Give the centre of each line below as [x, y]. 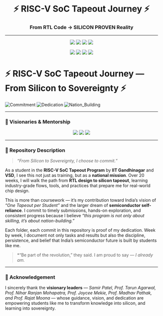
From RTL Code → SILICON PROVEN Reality [81, 28]
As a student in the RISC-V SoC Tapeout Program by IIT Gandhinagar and [79, 170]
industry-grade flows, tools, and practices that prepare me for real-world [78, 186]
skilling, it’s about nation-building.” [40, 221]
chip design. [17, 191]
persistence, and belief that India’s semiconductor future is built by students [81, 240]
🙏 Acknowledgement [30, 277]
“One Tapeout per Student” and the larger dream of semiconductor [73, 205]
